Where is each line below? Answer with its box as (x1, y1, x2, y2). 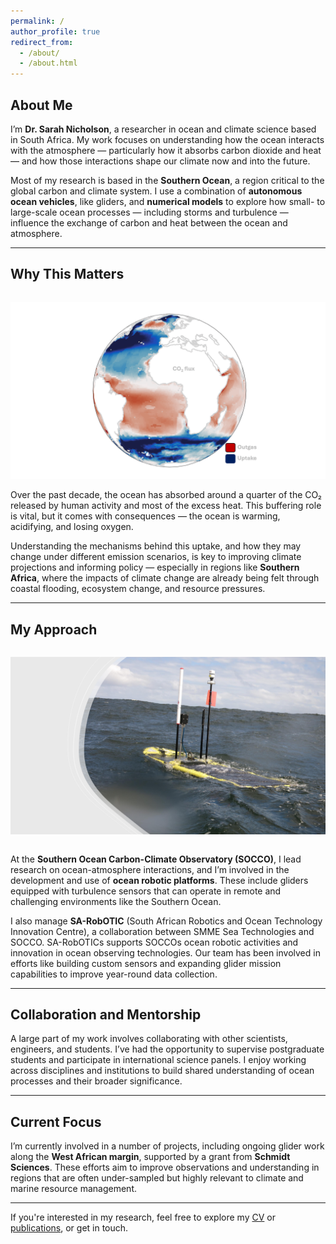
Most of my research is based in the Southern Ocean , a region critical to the (10, 174, 325, 186)
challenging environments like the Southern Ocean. (10, 895, 222, 907)
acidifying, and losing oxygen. (10, 521, 134, 533)
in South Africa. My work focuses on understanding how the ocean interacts (10, 133, 325, 145)
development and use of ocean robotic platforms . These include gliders (10, 874, 309, 886)
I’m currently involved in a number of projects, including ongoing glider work (10, 1140, 325, 1152)
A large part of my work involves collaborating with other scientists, (10, 1033, 288, 1045)
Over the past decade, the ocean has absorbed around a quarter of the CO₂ (10, 489, 322, 501)
